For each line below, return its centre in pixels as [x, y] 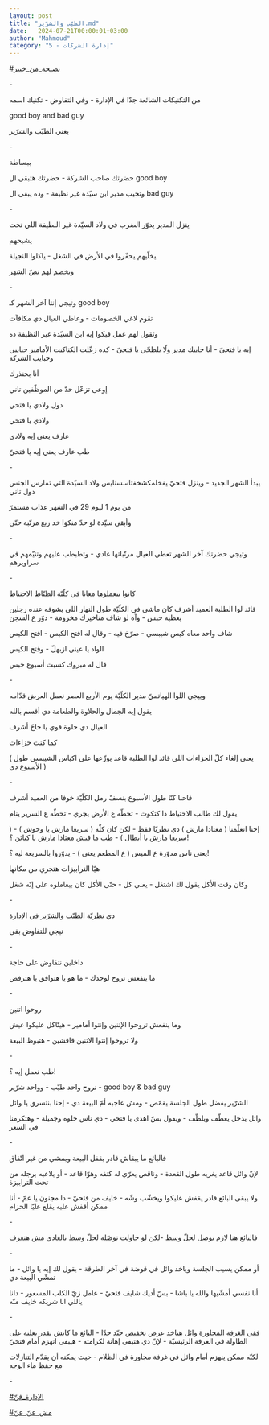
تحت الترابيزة [29, 1182]
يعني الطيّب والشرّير [39, 131]
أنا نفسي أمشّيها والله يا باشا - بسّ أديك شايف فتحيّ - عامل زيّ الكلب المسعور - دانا [134, 1293]
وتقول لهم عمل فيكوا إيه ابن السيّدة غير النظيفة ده [84, 334]
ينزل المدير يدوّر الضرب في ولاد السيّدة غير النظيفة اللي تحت [99, 225]
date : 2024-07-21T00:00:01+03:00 [69, 31]
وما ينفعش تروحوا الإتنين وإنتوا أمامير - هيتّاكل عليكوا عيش [95, 1025]
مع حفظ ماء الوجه [36, 1365]
